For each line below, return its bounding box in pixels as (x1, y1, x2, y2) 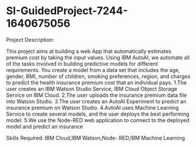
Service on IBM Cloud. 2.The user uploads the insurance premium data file (6, 92, 187, 99)
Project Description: (6, 36, 55, 43)
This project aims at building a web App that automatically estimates (6, 47, 172, 54)
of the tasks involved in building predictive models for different (6, 60, 158, 67)
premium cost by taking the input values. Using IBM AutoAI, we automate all (6, 54, 190, 61)
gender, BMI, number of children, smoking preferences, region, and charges (6, 73, 191, 80)
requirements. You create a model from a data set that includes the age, (6, 66, 181, 73)
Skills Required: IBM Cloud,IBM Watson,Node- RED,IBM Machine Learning (6, 134, 185, 141)
